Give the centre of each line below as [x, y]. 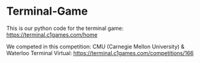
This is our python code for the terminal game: [65, 28]
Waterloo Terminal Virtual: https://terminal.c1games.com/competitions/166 [100, 53]
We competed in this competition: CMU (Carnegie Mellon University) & [96, 46]
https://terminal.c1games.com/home [52, 34]
